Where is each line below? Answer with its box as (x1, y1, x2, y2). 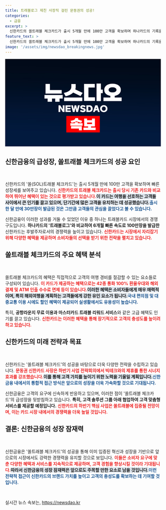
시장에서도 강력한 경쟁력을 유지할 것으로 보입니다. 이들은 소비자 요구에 (18, 455, 153, 461)
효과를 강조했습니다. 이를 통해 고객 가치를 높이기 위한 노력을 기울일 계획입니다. (5, 374, 153, 380)
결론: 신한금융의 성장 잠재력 (5, 425, 84, 433)
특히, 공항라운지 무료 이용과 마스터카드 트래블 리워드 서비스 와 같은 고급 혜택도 (5, 309, 153, 315)
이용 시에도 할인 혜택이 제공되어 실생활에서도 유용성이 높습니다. (18, 299, 138, 305)
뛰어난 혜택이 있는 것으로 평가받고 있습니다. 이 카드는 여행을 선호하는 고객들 (14, 193, 157, 200)
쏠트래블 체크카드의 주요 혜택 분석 (5, 251, 101, 259)
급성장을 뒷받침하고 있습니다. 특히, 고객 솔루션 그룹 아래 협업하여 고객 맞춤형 (15, 396, 161, 402)
